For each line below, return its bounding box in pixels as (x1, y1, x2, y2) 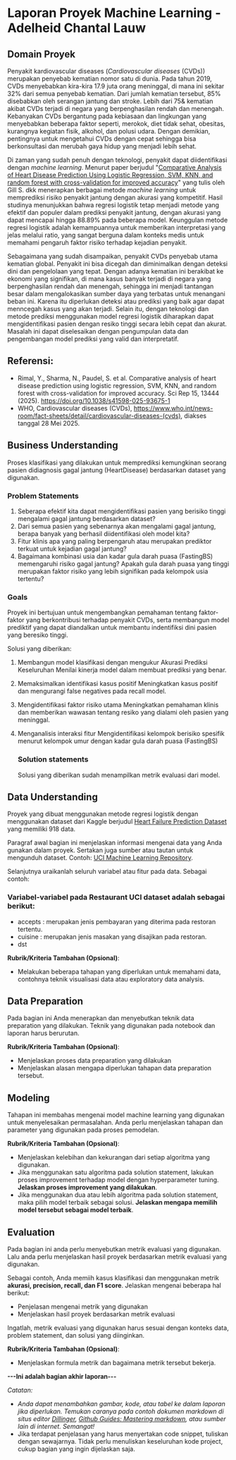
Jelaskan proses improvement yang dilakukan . (17, 1183, 157, 1192)
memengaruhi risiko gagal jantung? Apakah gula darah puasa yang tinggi (17, 559, 230, 568)
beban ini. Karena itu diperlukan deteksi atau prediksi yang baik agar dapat (7, 297, 225, 305)
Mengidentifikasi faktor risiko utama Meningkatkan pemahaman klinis (17, 701, 219, 709)
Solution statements (17, 754, 89, 764)
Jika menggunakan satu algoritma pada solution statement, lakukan (17, 1168, 214, 1176)
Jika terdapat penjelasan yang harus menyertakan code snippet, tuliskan (17, 1430, 229, 1438)
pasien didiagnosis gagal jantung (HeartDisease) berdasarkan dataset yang (7, 465, 226, 474)
